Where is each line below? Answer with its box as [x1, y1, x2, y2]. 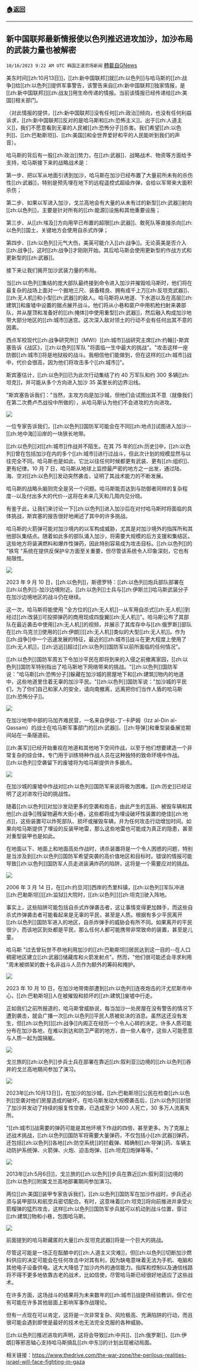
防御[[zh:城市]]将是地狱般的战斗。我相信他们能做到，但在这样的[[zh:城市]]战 [6, 352, 192, 359]
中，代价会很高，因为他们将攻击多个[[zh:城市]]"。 [6, 359, 127, 366]
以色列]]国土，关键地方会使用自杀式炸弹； [6, 227, 109, 234]
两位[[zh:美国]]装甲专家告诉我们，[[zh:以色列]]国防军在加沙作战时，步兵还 [6, 1190, 187, 1198]
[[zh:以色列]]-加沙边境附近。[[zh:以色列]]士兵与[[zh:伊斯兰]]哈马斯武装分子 [6, 586, 188, 593]
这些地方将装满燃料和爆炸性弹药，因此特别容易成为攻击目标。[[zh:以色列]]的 [6, 540, 192, 547]
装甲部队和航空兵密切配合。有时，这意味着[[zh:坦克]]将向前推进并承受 [16, 1198, 188, 1205]
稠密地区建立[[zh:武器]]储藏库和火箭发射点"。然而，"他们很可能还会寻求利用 [6, 953, 192, 961]
